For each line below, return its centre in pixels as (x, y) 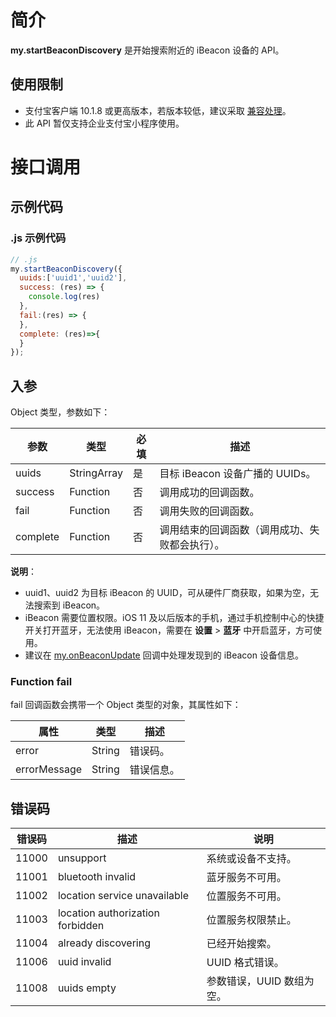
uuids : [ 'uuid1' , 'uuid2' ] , (73, 278)
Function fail (41, 681)
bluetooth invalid (97, 877)
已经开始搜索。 (241, 944)
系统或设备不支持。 (251, 859)
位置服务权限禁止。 (251, 920)
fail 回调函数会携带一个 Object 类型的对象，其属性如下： (126, 705)
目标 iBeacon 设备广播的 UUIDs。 (238, 474)
